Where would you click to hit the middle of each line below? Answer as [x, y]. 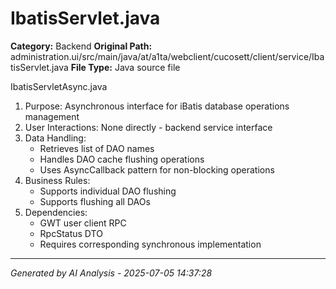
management [52, 116]
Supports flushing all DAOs [95, 201]
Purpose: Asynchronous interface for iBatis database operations [157, 106]
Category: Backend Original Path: [81, 46]
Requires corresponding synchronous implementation [150, 244]
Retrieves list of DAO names [97, 148]
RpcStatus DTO [71, 233]
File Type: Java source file [125, 67]
